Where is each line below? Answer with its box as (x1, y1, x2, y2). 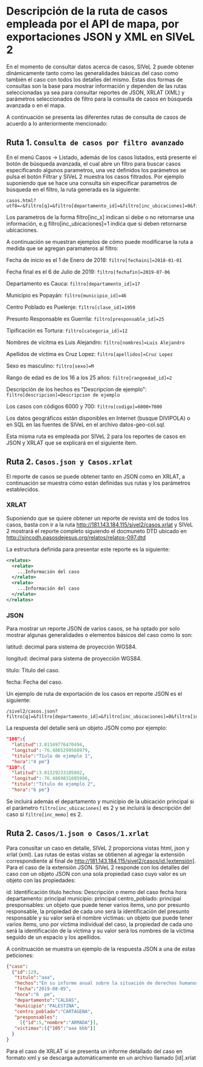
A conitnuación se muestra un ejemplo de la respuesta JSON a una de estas (6, 945, 196, 952)
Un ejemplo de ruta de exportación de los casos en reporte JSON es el (6, 690, 182, 698)
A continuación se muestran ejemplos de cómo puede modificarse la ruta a (6, 238, 193, 245)
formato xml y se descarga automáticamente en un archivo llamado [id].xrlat (6, 1054, 196, 1061)
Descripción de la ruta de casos (6, 4, 168, 18)
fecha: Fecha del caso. (6, 678, 63, 686)
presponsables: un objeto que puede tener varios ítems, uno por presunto (6, 901, 190, 908)
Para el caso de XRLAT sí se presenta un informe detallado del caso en (6, 1048, 183, 1055)
